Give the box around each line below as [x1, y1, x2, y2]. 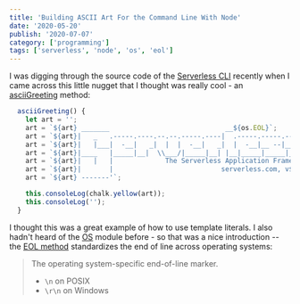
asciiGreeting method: [9, 90, 91, 101]
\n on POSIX [44, 275, 91, 286]
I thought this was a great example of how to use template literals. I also [9, 222, 273, 233]
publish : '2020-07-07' [9, 29, 94, 38]
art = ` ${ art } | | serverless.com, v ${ [25, 165, 297, 174]
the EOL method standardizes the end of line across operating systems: [9, 241, 273, 251]
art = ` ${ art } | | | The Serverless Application [25, 157, 270, 166]
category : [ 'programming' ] [9, 37, 110, 47]
